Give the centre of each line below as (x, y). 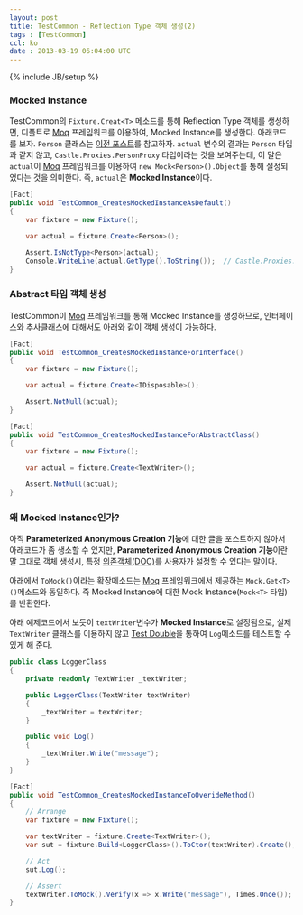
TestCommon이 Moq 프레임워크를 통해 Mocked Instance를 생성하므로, (136, 315)
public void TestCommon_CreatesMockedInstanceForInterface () (127, 352)
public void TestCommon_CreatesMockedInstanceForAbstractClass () (134, 434)
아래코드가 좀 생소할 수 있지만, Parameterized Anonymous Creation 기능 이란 (149, 550)
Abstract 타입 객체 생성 (58, 294)
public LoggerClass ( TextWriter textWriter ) (109, 695)
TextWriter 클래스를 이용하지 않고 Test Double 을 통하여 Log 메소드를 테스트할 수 (150, 634)
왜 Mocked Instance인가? (64, 518)
